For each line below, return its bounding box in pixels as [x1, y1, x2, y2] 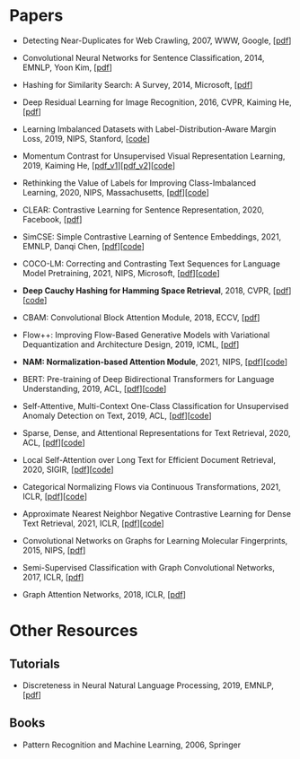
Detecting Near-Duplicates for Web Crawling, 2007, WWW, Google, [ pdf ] [22, 35, 292, 46]
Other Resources [9, 621, 138, 641]
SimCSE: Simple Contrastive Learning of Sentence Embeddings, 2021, [22, 231, 282, 242]
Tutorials [9, 656, 60, 671]
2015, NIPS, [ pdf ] [22, 545, 86, 555]
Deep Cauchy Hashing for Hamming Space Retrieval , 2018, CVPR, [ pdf [22, 284, 289, 296]
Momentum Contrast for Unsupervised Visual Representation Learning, [22, 150, 286, 161]
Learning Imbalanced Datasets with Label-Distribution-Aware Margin [22, 123, 277, 135]
